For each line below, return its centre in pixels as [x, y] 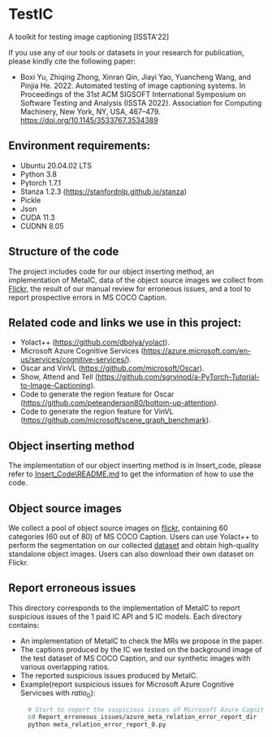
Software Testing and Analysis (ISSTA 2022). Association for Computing [141, 103]
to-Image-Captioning [55, 386]
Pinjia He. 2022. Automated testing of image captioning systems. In [133, 86]
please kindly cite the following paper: [72, 61]
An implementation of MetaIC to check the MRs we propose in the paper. [142, 641]
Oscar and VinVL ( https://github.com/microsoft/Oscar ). [112, 368]
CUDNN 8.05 [42, 226]
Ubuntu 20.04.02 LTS [56, 165]
